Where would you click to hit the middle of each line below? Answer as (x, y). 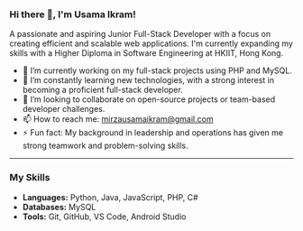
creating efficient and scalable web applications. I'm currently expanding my (151, 43)
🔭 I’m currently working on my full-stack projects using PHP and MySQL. (157, 70)
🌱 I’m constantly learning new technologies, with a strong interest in (148, 80)
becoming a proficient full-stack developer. (102, 90)
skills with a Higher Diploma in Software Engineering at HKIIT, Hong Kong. (147, 53)
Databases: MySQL (59, 207)
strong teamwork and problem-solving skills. (106, 146)
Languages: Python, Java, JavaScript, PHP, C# (110, 197)
